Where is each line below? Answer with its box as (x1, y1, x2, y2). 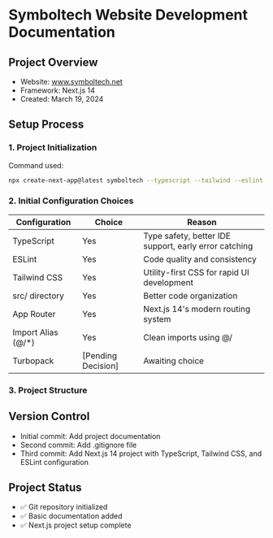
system (143, 313, 171, 324)
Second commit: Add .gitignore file (19, 440, 137, 449)
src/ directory (12, 290, 65, 302)
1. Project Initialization (8, 142, 97, 154)
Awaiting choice (143, 355, 205, 367)
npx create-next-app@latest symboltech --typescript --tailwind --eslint (8, 176, 264, 184)
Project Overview (8, 55, 98, 69)
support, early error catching (143, 240, 253, 251)
